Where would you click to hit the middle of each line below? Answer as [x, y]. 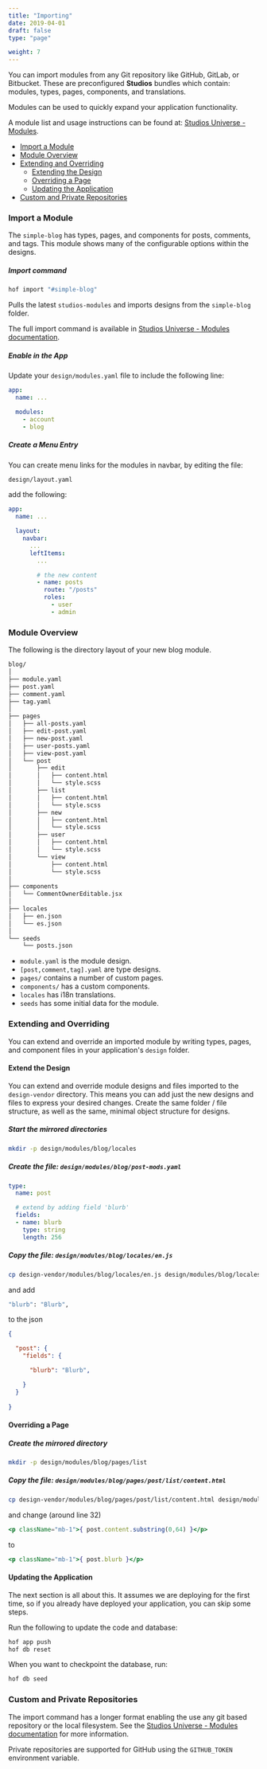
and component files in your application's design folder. [99, 1050]
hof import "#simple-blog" [53, 290]
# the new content [67, 575]
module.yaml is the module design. [75, 961]
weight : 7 [25, 53]
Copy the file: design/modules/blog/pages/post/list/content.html [117, 1480]
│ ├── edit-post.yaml [48, 731]
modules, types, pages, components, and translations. [97, 92]
